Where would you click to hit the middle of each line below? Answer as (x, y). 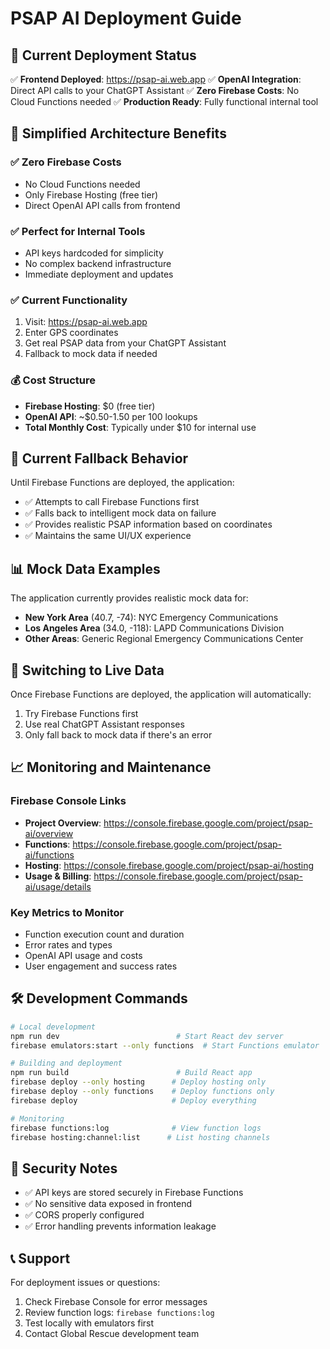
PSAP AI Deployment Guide (126, 18)
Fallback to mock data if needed (91, 354)
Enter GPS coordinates (71, 333)
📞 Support (40, 1258)
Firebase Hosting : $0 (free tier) (90, 406)
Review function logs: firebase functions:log (119, 1313)
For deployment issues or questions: (85, 1283)
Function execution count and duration (104, 934)
